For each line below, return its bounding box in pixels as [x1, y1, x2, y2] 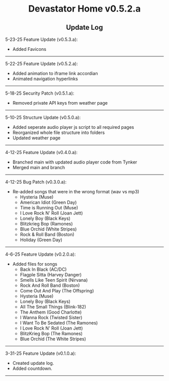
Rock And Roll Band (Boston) [20, 282, 80, 288]
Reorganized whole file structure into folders [12, 129, 105, 135]
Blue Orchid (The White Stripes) [20, 336, 87, 342]
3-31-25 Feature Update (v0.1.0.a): [5, 350, 76, 356]
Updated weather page [12, 135, 61, 141]
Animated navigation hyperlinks [12, 76, 78, 82]
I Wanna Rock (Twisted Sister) [20, 315, 82, 320]
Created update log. [12, 360, 54, 366]
